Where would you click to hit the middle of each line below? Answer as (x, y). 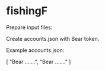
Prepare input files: (29, 27)
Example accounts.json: (35, 50)
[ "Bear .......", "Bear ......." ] (39, 62)
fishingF (27, 11)
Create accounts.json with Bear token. (53, 38)
